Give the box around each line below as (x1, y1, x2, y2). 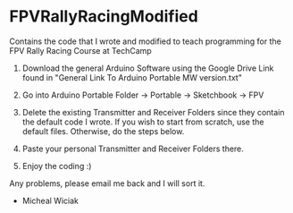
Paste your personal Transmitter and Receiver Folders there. (21, 143, 244, 154)
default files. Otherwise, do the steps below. (21, 125, 185, 136)
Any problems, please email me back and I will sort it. (9, 177, 205, 189)
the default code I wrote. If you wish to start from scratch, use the (21, 116, 264, 127)
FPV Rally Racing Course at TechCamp (9, 45, 152, 55)
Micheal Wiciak (21, 195, 79, 206)
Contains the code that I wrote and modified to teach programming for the (9, 36, 281, 47)
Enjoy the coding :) (21, 160, 92, 171)
